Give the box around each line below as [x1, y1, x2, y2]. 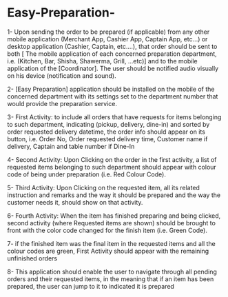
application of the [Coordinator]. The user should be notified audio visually [7, 64, 219, 72]
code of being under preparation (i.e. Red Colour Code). [7, 170, 167, 178]
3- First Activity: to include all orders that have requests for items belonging [7, 112, 222, 121]
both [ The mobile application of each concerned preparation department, [7, 50, 217, 58]
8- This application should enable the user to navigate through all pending [7, 267, 217, 276]
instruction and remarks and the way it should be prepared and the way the [7, 191, 221, 199]
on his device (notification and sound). [7, 71, 116, 80]
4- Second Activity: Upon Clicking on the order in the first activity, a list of [7, 155, 217, 163]
